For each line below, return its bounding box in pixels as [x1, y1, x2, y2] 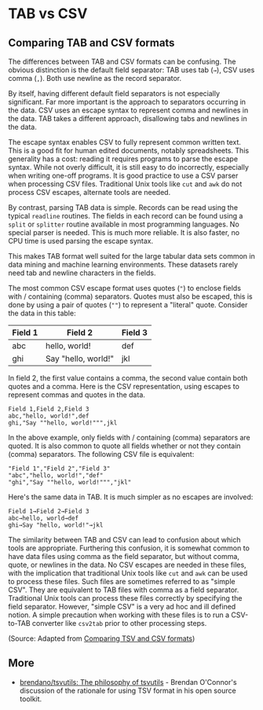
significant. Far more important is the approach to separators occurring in [8, 97, 246, 106]
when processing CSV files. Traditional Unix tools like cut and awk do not [8, 179, 243, 189]
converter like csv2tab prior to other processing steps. [31, 619, 207, 627]
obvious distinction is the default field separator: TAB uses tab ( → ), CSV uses [8, 65, 255, 75]
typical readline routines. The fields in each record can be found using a [8, 212, 243, 220]
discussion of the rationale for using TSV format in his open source [19, 686, 237, 695]
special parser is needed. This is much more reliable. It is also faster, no [8, 228, 240, 237]
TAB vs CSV [8, 5, 88, 23]
